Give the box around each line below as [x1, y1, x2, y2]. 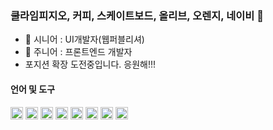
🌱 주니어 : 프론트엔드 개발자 [24, 46, 133, 58]
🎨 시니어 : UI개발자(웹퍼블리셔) [24, 33, 145, 46]
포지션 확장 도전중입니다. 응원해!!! [24, 58, 157, 71]
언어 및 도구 [10, 83, 56, 95]
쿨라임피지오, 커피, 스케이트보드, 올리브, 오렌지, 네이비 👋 [10, 8, 264, 22]
